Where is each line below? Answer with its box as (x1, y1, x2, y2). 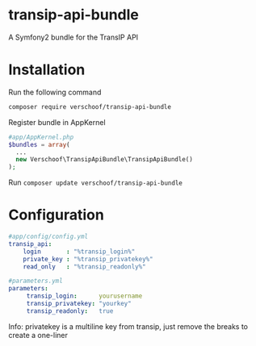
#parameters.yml (8, 277, 63, 286)
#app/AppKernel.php (8, 133, 74, 141)
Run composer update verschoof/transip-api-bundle (8, 177, 183, 187)
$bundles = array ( (8, 140, 70, 148)
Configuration (8, 206, 105, 224)
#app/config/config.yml (8, 232, 89, 241)
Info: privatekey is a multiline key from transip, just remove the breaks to (8, 321, 249, 331)
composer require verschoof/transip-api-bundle (8, 102, 172, 110)
